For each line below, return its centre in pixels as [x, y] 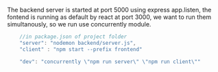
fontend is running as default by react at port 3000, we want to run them [109, 17]
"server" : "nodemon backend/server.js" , [78, 43]
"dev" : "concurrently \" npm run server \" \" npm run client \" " [110, 61]
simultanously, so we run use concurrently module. [79, 24]
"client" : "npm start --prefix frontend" [81, 49]
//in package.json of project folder [73, 37]
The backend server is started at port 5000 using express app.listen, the [109, 10]
